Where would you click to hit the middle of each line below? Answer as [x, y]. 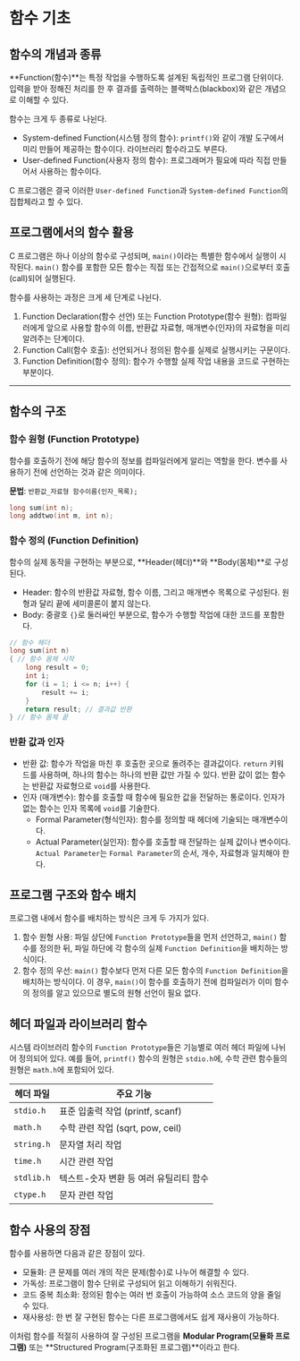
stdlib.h [32, 1178]
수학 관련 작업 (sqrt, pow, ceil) [121, 1128]
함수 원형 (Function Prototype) [75, 440]
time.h [28, 1161]
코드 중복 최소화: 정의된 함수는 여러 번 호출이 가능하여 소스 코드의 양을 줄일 [152, 1295]
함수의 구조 [38, 411]
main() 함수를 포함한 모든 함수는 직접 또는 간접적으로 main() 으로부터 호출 [162, 267]
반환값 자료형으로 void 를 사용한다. [91, 785]
